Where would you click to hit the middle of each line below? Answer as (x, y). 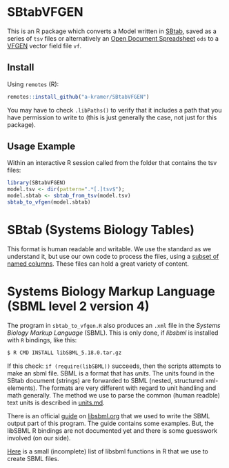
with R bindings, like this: (42, 340)
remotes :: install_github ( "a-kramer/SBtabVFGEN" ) (78, 97)
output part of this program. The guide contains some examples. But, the (111, 423)
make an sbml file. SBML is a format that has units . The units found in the (111, 373)
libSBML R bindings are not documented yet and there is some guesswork (112, 430)
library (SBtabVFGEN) (37, 183)
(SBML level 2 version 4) (78, 306)
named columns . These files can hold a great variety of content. (98, 264)
